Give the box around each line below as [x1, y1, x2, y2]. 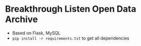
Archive [5, 14, 38, 25]
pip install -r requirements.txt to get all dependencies [12, 35, 129, 41]
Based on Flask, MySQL [12, 30, 61, 36]
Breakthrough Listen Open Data [5, 3, 137, 15]
